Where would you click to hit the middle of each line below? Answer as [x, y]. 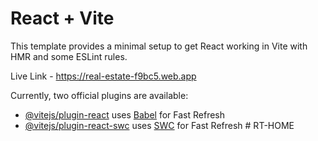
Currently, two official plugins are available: [99, 95]
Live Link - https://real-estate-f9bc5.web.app [103, 76]
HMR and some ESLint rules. [69, 56]
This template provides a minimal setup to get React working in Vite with [159, 46]
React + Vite [62, 18]
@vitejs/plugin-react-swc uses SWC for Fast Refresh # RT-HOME [159, 125]
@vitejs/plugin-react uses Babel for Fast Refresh [125, 114]
